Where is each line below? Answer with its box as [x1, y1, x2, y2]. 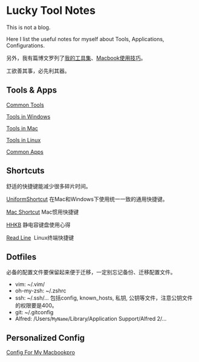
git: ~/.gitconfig [15, 309, 54, 316]
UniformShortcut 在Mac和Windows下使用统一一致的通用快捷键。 [6, 195, 168, 203]
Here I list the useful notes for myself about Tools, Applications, [6, 35, 165, 42]
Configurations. [6, 42, 45, 49]
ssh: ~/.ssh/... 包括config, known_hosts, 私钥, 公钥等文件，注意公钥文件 [15, 294, 193, 301]
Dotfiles [6, 252, 37, 262]
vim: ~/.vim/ [15, 281, 45, 288]
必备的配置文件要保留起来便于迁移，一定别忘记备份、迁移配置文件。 [6, 269, 176, 276]
